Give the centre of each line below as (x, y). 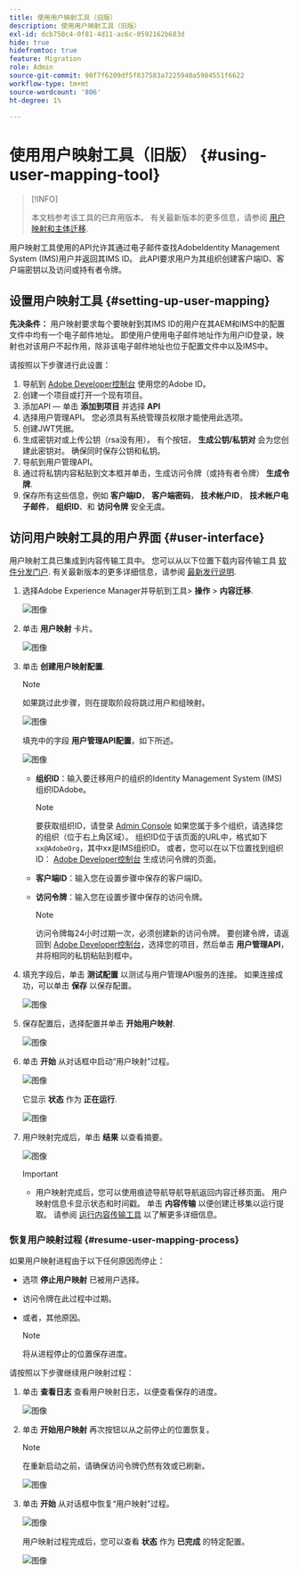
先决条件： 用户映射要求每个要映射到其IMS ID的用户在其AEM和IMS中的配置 (147, 324)
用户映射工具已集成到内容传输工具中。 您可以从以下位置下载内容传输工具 (143, 560)
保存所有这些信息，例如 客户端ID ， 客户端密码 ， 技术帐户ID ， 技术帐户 (151, 496)
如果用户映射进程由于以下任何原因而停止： (87, 1261)
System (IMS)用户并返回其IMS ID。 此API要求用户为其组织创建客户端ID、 (143, 258)
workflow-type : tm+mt (49, 84)
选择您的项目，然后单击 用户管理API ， (218, 944)
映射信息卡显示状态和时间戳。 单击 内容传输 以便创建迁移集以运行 (156, 1203)
